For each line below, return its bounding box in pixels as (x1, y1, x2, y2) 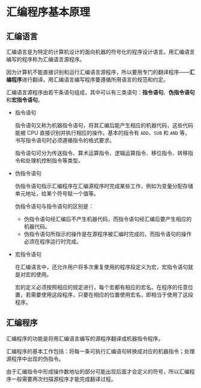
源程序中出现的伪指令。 (6, 355, 64, 362)
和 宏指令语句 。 (6, 97, 43, 103)
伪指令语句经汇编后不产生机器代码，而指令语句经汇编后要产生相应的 (23, 215, 192, 222)
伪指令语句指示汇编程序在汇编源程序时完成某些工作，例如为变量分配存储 (14, 182, 193, 190)
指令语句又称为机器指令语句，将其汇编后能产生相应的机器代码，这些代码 (14, 122, 193, 129)
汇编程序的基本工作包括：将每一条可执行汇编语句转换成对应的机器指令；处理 (6, 347, 195, 354)
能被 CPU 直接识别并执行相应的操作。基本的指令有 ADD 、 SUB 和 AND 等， (14, 130, 190, 136)
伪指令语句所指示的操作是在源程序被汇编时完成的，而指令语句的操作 (23, 230, 192, 237)
